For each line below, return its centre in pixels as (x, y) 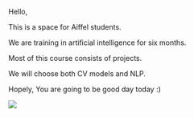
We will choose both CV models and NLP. (77, 74)
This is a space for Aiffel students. (65, 27)
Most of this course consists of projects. (75, 58)
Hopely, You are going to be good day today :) (85, 89)
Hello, (18, 12)
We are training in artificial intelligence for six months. (97, 42)
